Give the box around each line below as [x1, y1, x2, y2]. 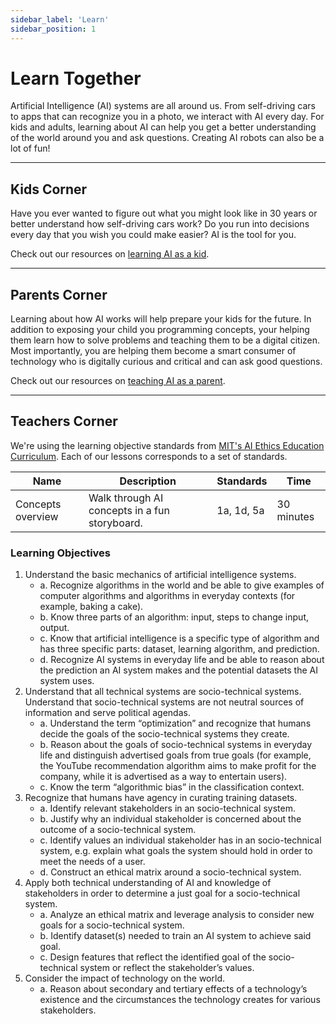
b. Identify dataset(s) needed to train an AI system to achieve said [39, 930, 312, 942]
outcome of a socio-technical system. [39, 824, 197, 836]
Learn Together [10, 67, 142, 90]
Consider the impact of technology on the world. [24, 972, 225, 985]
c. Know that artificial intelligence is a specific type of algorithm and [39, 632, 320, 645]
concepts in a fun [88, 503, 170, 517]
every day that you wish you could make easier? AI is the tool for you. [10, 229, 297, 241]
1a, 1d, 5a [216, 503, 265, 517]
